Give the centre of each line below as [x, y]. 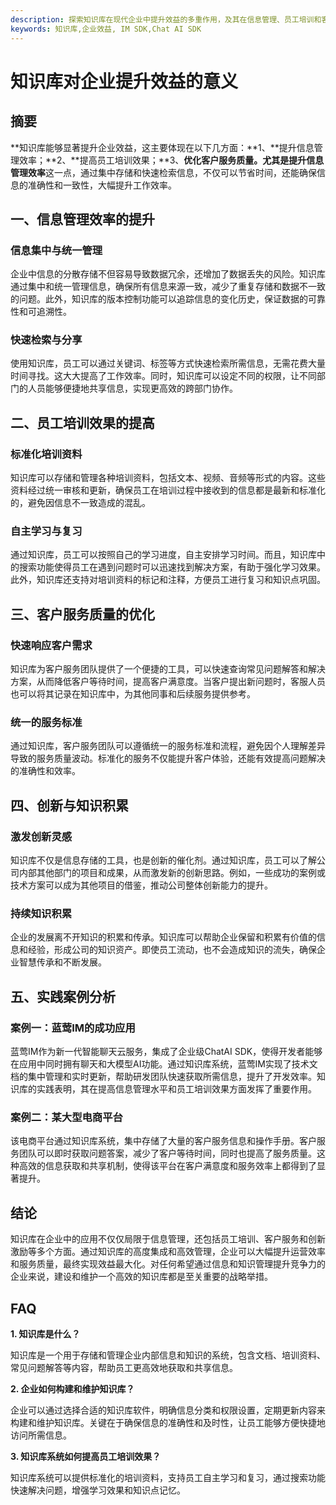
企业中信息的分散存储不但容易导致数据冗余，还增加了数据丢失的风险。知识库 [168, 274]
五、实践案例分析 [63, 996]
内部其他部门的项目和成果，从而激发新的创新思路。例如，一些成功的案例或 [172, 873]
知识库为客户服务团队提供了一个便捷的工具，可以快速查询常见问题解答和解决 [168, 669]
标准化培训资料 [46, 454]
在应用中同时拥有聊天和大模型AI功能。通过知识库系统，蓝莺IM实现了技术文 [164, 1064]
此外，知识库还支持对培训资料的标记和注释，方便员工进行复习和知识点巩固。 [168, 580]
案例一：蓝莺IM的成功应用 [73, 1028]
